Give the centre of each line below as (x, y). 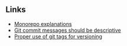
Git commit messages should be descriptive (68, 30)
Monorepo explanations (43, 24)
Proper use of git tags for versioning (58, 36)
